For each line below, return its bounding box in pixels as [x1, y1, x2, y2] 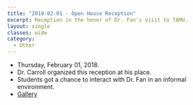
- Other [13, 42, 36, 49]
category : [7, 36, 36, 43]
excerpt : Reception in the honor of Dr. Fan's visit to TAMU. [7, 16, 188, 23]
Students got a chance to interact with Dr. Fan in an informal [16, 75, 187, 83]
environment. [16, 83, 55, 91]
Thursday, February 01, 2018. [16, 61, 99, 69]
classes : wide [7, 29, 48, 36]
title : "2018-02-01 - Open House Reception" [7, 10, 136, 17]
